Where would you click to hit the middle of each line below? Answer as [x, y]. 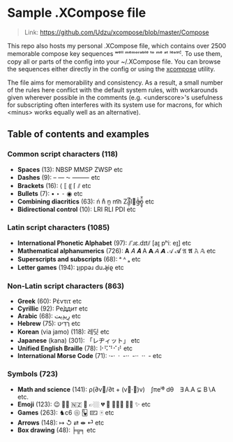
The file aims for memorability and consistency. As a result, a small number [115, 83]
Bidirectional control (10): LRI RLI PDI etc [76, 209]
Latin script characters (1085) [59, 227]
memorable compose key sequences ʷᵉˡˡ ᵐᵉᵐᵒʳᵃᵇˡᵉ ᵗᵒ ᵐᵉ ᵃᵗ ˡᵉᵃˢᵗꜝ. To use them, [115, 53]
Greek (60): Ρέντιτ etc [50, 301]
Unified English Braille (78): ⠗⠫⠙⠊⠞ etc [75, 348]
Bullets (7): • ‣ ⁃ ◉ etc [50, 193]
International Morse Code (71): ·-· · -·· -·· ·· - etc [90, 356]
